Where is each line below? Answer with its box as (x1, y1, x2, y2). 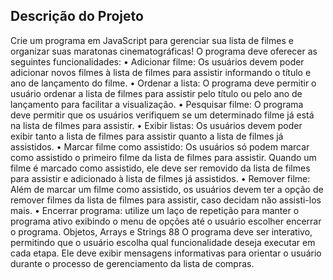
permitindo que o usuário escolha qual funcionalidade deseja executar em (10, 236, 316, 248)
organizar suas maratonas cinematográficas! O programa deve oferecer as (10, 45, 318, 57)
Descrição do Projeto (10, 8, 144, 25)
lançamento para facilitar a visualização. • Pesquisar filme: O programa (10, 98, 304, 110)
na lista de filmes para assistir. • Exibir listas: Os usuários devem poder (10, 119, 303, 131)
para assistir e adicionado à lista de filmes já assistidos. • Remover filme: (10, 172, 311, 184)
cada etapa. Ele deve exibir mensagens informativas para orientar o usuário (10, 247, 322, 259)
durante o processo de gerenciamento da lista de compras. (10, 257, 255, 269)
